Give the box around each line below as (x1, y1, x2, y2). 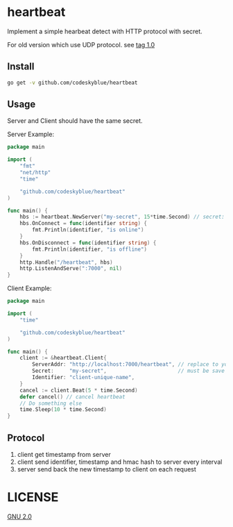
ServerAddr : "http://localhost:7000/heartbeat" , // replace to (32, 361, 218, 368)
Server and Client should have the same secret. (7, 117, 144, 125)
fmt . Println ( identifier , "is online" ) (32, 226, 144, 233)
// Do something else (19, 400, 82, 407)
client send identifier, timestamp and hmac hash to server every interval (17, 458, 223, 466)
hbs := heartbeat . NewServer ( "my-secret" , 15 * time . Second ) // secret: (19, 213, 225, 221)
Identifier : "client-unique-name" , (32, 374, 135, 381)
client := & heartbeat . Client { (19, 355, 107, 362)
